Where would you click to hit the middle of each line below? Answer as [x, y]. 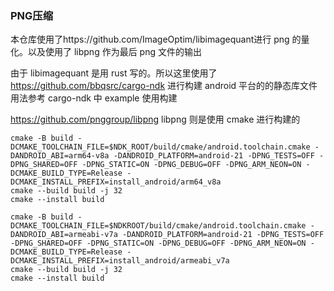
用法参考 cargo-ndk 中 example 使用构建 [94, 98]
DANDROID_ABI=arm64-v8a [60, 156]
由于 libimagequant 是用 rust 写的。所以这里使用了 [114, 73]
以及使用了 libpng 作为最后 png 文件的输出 [114, 52]
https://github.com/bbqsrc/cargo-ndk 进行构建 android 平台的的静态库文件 [164, 86]
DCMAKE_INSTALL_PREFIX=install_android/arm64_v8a [116, 182]
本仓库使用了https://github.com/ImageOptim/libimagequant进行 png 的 [156, 39]
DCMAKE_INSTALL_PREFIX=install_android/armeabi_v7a [120, 261]
